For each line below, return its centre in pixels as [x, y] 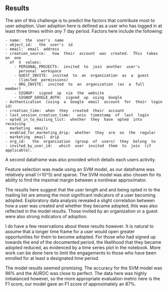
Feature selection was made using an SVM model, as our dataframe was [80, 169]
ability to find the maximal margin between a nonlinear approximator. [76, 180]
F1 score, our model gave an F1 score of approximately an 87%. [71, 284]
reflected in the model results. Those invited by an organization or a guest [81, 211]
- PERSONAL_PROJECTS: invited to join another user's [77, 67]
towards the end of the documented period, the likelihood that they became [83, 242]
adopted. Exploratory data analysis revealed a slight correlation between [80, 200]
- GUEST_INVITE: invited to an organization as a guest [82, 75]
